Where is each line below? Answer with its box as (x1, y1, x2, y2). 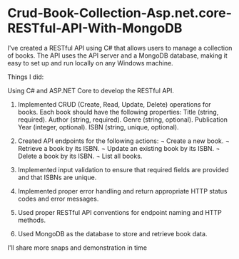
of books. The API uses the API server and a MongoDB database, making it (7, 51, 228, 60)
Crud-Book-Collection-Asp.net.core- (7, 5, 232, 21)
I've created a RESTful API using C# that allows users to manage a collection (7, 43, 233, 52)
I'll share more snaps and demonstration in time (7, 243, 148, 252)
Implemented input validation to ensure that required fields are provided (17, 165, 229, 174)
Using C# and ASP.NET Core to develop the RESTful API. (7, 86, 175, 95)
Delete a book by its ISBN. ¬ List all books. (17, 152, 143, 160)
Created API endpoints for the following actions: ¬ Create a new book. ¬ (17, 137, 230, 145)
